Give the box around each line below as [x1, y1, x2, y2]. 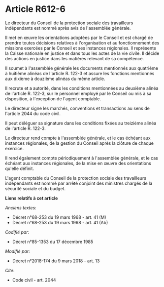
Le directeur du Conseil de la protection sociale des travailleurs [5, 20, 133, 26]
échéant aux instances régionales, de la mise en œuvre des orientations [5, 160, 151, 166]
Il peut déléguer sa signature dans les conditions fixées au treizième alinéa [5, 120, 157, 126]
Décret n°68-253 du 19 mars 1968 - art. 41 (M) [12, 214, 107, 220]
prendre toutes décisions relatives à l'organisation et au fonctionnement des [5, 40, 160, 45]
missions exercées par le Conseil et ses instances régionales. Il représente [5, 45, 157, 51]
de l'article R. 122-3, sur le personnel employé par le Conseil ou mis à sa [5, 90, 152, 96]
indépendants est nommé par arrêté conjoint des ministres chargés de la [5, 180, 153, 186]
